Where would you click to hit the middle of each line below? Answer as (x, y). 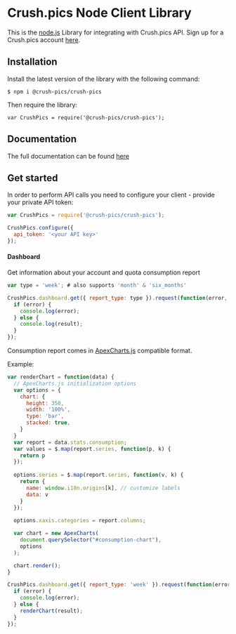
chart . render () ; (37, 566)
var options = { (37, 390)
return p (33, 455)
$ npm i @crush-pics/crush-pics (54, 92)
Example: (21, 364)
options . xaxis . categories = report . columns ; (80, 521)
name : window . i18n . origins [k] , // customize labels (103, 488)
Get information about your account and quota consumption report (104, 272)
